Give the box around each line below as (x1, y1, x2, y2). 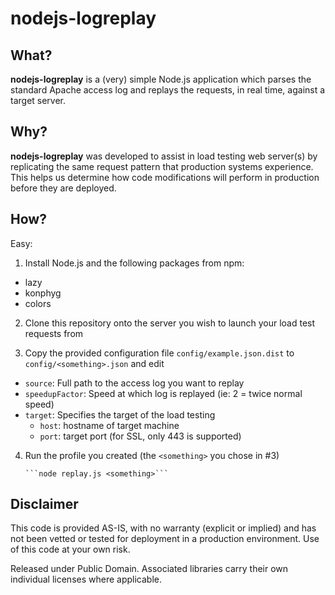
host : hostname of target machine (39, 419, 180, 431)
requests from (24, 327, 84, 339)
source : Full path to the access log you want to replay (24, 377, 245, 389)
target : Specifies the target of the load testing (24, 408, 216, 421)
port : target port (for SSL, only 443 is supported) (39, 430, 242, 442)
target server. (10, 95, 67, 106)
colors (24, 297, 52, 309)
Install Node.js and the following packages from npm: (24, 257, 245, 269)
